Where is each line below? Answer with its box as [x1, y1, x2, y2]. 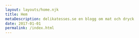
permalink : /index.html [5, 26, 55, 31]
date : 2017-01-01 [5, 21, 41, 26]
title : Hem [5, 12, 28, 17]
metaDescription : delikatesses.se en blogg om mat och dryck [5, 16, 135, 21]
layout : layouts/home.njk [5, 7, 59, 12]
